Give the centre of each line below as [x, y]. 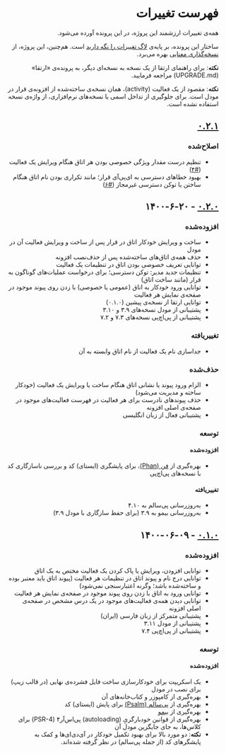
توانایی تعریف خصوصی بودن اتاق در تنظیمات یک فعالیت [129, 265]
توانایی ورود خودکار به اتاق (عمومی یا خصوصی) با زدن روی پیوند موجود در [105, 287]
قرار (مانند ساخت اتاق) [171, 280]
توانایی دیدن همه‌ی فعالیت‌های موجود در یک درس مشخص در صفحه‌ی [112, 600]
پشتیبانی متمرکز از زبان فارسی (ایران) [151, 615]
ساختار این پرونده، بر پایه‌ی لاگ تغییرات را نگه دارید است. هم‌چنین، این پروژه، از [115, 46]
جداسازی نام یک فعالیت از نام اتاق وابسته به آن [140, 351]
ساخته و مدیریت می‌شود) [168, 392]
